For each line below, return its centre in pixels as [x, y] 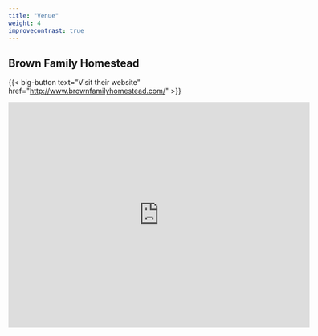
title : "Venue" [34, 16]
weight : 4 [25, 23]
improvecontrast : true [46, 30]
